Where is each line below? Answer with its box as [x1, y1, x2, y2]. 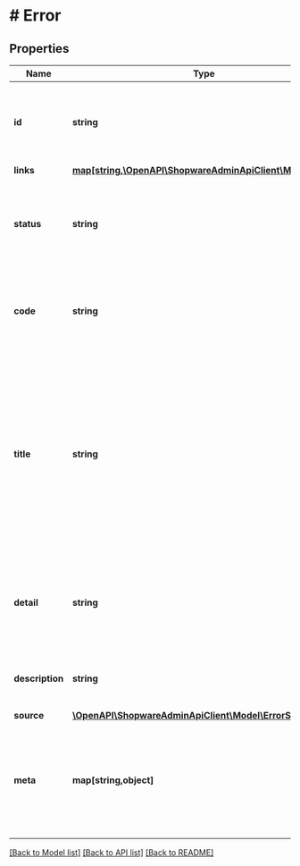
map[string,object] [71, 774, 154, 786]
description [13, 672, 64, 685]
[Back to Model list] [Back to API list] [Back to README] [9, 847, 214, 858]
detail [13, 596, 38, 609]
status [13, 218, 42, 230]
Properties [9, 41, 70, 56]
